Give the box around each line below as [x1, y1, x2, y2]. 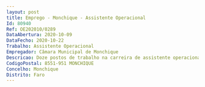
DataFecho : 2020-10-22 [6, 37, 64, 43]
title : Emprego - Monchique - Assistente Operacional [6, 15, 146, 21]
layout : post [6, 9, 40, 15]
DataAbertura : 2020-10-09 [6, 32, 72, 38]
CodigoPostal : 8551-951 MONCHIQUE [6, 60, 95, 66]
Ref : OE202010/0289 [6, 26, 56, 32]
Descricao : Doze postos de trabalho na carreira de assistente [6, 55, 171, 61]
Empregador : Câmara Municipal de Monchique [6, 49, 119, 55]
